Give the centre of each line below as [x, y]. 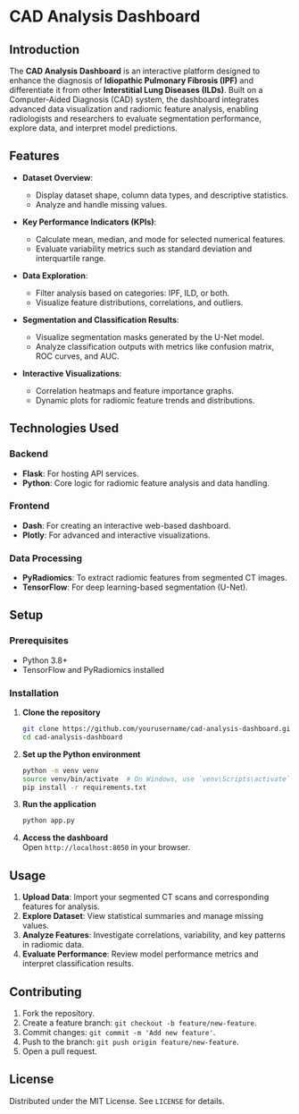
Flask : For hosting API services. [81, 473]
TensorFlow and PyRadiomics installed [93, 669]
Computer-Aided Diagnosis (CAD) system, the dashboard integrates [134, 99]
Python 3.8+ [45, 660]
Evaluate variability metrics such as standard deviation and [144, 249]
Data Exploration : [55, 276]
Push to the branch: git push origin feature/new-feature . [130, 1042]
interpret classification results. [78, 964]
